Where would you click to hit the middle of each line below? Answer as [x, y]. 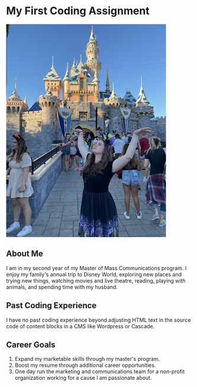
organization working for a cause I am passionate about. [83, 378]
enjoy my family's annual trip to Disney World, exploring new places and [94, 274]
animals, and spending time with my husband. [62, 287]
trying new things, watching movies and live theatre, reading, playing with [96, 280]
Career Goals [31, 345]
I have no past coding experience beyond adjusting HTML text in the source [98, 320]
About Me [25, 254]
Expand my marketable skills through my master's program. [87, 359]
